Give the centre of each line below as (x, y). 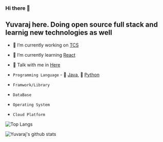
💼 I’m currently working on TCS (46, 45)
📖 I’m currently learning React (44, 55)
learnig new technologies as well (59, 33)
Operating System (31, 105)
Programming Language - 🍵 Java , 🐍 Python (56, 75)
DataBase (22, 95)
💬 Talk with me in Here (36, 65)
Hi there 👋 (18, 8)
